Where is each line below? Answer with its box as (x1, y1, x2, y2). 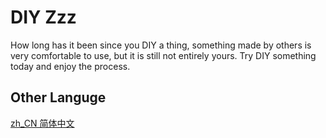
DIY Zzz (10, 6, 77, 29)
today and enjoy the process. (10, 60, 131, 72)
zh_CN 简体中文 (10, 117, 75, 129)
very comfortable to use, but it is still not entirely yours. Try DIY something (10, 49, 317, 61)
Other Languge (10, 89, 107, 106)
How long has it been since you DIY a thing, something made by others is (10, 39, 312, 51)
